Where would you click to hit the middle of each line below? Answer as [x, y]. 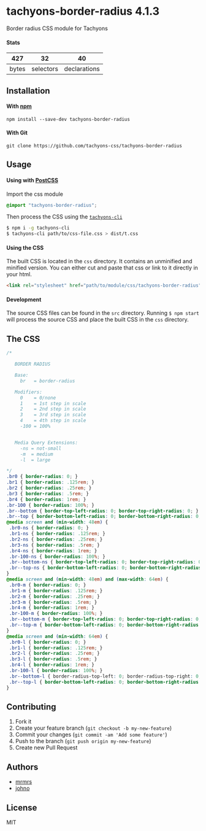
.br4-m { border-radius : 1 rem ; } [52, 608]
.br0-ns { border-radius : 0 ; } [49, 528]
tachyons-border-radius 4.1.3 [83, 11]
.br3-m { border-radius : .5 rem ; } [53, 602]
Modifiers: [29, 392]
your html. [19, 274]
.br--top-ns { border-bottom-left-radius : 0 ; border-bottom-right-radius [105, 568]
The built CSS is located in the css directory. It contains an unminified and [99, 261]
